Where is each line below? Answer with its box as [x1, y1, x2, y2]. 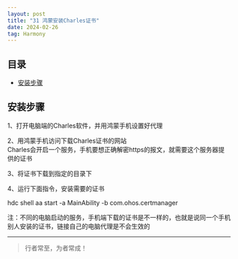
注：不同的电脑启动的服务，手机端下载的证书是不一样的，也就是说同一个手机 [7, 213, 231, 221]
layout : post [7, 10, 46, 18]
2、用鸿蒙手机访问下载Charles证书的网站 [7, 136, 127, 145]
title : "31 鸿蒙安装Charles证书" [7, 17, 100, 24]
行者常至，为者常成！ [24, 243, 87, 252]
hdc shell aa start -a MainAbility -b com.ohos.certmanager [7, 198, 178, 206]
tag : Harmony [7, 30, 46, 38]
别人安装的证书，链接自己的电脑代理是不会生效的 [7, 221, 150, 231]
